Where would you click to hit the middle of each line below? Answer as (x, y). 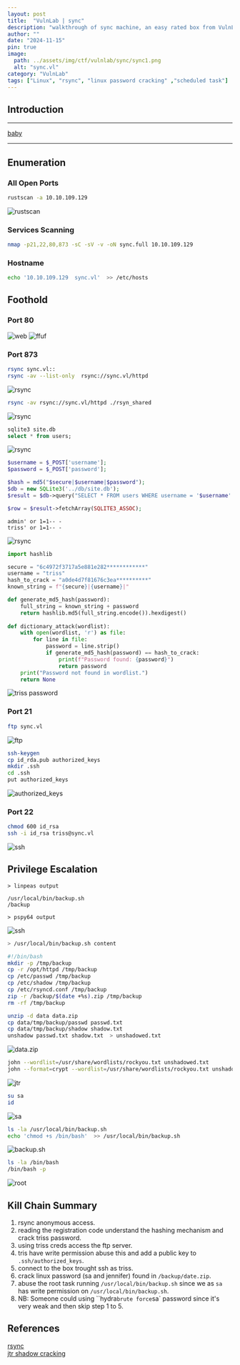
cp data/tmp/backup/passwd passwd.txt (65, 1023)
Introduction (36, 109)
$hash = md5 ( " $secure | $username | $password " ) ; (76, 482)
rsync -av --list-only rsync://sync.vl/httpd (78, 376)
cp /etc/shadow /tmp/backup (49, 983)
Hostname (26, 263)
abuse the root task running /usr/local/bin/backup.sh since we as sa (120, 1284)
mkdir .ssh (24, 766)
